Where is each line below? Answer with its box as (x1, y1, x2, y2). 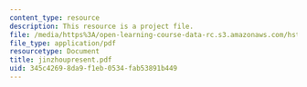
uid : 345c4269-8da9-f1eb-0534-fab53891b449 (9, 64, 178, 73)
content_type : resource (9, 13, 101, 23)
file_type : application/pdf (9, 38, 117, 48)
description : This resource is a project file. (9, 22, 195, 31)
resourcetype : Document (9, 47, 101, 56)
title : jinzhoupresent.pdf (9, 55, 112, 64)
